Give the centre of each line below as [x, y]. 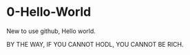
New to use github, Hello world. [51, 31]
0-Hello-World [49, 12]
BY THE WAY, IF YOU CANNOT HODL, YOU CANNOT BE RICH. [95, 44]
